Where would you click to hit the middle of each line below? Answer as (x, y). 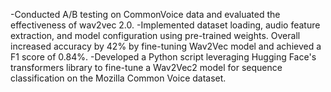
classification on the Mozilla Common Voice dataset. (118, 78)
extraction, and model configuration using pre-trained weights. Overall (155, 35)
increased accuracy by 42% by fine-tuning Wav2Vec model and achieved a (166, 46)
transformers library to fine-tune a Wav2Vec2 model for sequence (146, 67)
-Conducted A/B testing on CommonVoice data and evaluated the (145, 14)
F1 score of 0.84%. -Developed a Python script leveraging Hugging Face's (163, 57)
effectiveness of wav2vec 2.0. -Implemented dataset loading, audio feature (165, 25)
